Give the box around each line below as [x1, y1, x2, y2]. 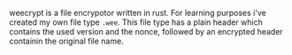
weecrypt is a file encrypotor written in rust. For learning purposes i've [9, 8, 267, 18]
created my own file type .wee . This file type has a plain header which [9, 17, 264, 27]
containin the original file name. [9, 35, 124, 46]
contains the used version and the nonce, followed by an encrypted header [9, 27, 283, 36]
